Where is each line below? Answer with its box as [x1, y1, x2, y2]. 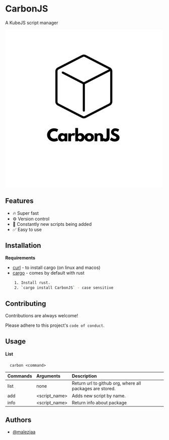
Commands [7, 373, 33, 379]
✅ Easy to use [12, 226, 42, 232]
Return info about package [71, 399, 127, 405]
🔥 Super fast [12, 210, 39, 216]
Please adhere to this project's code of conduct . [5, 322, 105, 328]
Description [71, 373, 97, 379]
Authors [5, 415, 32, 424]
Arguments [36, 373, 61, 379]
